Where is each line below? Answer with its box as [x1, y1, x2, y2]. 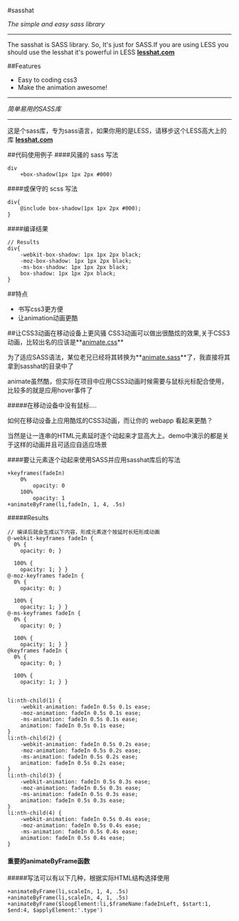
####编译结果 [7, 225, 48, 233]
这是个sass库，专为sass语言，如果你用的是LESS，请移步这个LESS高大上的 [7, 126, 227, 135]
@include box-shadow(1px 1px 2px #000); [20, 205, 142, 212]
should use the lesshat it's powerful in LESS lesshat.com [7, 48, 175, 56]
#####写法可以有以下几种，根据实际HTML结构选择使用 [7, 874, 170, 882]
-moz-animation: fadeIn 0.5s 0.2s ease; [20, 747, 142, 754]
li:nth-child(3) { [7, 772, 62, 779]
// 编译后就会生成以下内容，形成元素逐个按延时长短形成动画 [7, 529, 160, 536]
